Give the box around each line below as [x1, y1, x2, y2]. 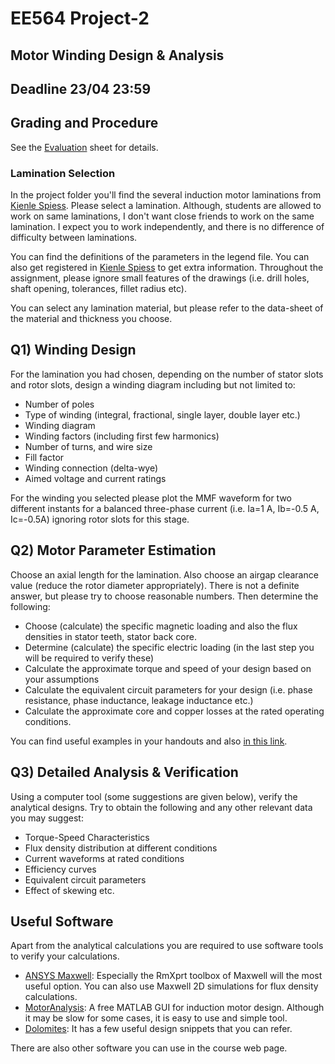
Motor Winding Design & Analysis [10, 47, 225, 64]
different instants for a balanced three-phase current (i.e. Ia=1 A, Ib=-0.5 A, [10, 502, 320, 514]
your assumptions [24, 673, 100, 685]
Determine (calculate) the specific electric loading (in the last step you [24, 641, 315, 653]
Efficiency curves [24, 863, 97, 875]
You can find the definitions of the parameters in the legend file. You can [10, 251, 310, 263]
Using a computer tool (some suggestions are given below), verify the [10, 790, 298, 802]
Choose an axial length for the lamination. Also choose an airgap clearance [10, 568, 319, 581]
